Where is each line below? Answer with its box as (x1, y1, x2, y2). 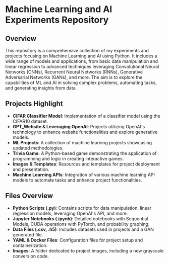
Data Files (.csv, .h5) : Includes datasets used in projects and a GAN (12, 226, 154, 232)
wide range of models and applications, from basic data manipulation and (5, 58, 158, 64)
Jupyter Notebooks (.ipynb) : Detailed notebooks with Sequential (12, 215, 148, 222)
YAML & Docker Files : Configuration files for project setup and (12, 237, 143, 243)
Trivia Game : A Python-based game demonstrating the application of (12, 150, 157, 156)
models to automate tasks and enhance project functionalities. (12, 177, 142, 183)
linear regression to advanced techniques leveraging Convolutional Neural (5, 64, 159, 69)
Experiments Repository (5, 14, 109, 26)
